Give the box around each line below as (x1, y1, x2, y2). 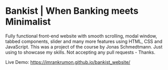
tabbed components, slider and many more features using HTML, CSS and (5, 38, 162, 44)
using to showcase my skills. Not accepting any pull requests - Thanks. (5, 49, 156, 55)
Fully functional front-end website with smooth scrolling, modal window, (5, 33, 157, 39)
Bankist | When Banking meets (5, 5, 139, 17)
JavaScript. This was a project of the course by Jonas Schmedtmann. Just (5, 43, 163, 50)
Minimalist (5, 16, 51, 28)
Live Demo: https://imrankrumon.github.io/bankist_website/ (5, 59, 131, 65)
